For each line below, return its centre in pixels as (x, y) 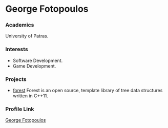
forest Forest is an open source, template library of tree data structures (88, 91)
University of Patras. (27, 36)
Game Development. (34, 66)
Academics (20, 25)
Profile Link (20, 109)
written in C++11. (30, 96)
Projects (16, 79)
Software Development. (38, 60)
